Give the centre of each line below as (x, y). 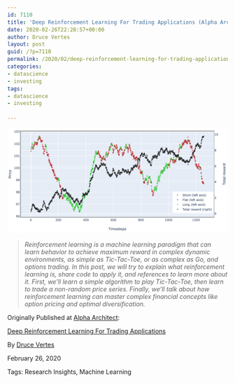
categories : (24, 67)
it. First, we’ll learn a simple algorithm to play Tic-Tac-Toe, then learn (124, 281)
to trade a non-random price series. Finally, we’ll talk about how (117, 289)
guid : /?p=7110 (29, 52)
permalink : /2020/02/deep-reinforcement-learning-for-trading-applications (120, 60)
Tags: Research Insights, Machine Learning (69, 372)
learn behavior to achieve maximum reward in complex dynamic (117, 251)
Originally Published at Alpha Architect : (64, 317)
